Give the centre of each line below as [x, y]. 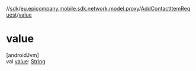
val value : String [26, 61]
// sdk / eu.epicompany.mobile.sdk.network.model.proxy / [73, 9]
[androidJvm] [23, 55]
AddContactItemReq [166, 9]
